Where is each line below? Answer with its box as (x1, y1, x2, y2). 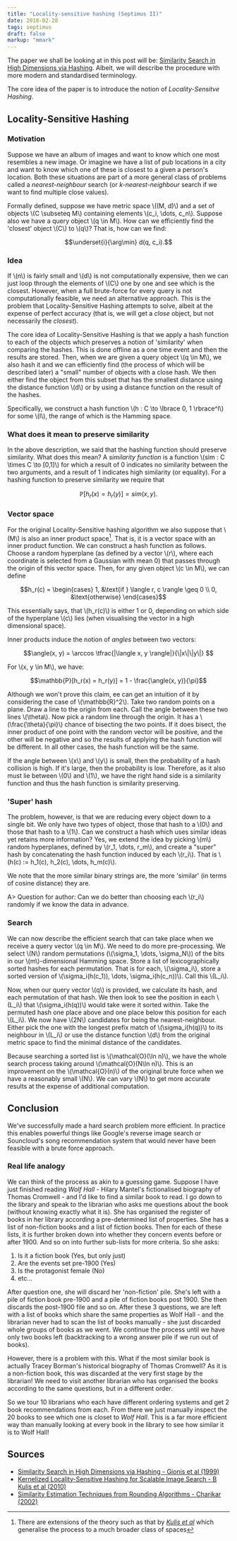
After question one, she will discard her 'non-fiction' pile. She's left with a (7, 1288, 221, 1296)
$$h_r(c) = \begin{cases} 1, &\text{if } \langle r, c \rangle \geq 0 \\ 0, (20, 585, 217, 594)
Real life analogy (7, 1162, 66, 1171)
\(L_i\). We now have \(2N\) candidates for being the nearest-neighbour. (7, 1015, 217, 1024)
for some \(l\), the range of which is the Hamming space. (7, 412, 172, 420)
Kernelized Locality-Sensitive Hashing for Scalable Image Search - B (17, 1474, 217, 1483)
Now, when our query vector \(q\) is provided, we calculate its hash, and (7, 985, 217, 994)
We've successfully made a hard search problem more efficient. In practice (7, 1121, 226, 1130)
